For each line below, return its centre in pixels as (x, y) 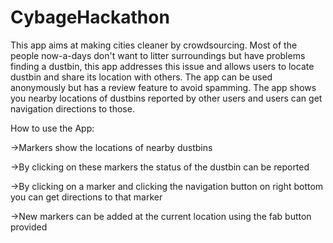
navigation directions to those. (72, 108)
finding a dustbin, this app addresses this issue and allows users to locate (162, 66)
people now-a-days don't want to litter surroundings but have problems (158, 55)
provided (29, 227)
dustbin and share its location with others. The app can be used (141, 77)
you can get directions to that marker (86, 197)
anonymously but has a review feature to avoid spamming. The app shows (163, 87)
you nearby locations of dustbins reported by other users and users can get (166, 98)
